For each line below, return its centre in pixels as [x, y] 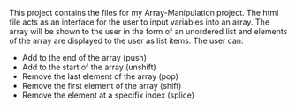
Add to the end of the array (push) [84, 58]
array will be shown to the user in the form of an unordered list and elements [148, 31]
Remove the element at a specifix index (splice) [108, 95]
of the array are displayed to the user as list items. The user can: [126, 40]
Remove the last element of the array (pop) [100, 76]
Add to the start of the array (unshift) [89, 67]
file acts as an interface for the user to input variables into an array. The [140, 22]
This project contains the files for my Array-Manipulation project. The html [144, 13]
